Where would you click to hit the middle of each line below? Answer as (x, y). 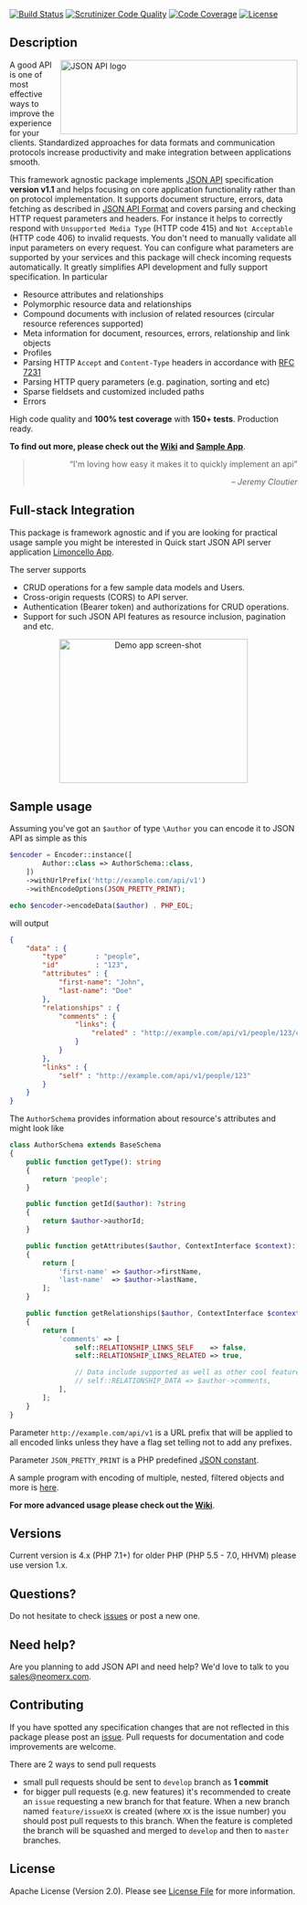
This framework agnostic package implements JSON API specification (142, 179)
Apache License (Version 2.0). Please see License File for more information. (153, 1890)
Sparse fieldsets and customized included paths (113, 391)
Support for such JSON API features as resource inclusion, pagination (154, 616)
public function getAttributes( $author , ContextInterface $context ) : (161, 1246)
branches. (42, 1840)
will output (29, 923)
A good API (31, 65)
